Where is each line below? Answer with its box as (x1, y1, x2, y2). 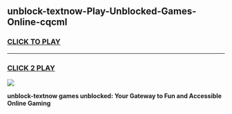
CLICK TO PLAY (7, 37, 61, 47)
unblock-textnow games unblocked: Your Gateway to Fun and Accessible (7, 91, 222, 99)
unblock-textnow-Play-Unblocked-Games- (7, 6, 197, 17)
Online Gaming (7, 99, 51, 107)
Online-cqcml (7, 17, 68, 28)
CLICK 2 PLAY (7, 63, 55, 73)
